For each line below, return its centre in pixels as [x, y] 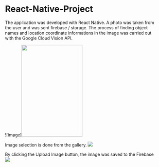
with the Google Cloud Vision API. [39, 38]
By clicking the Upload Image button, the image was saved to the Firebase [79, 154]
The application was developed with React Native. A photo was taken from [80, 22]
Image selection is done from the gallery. [46, 145]
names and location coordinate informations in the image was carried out [78, 33]
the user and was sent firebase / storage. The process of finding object [77, 27]
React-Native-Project [49, 9]
